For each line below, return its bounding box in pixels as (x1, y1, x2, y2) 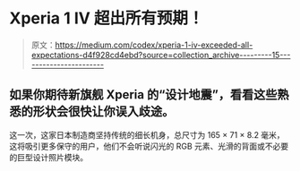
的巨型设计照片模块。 (9, 151, 88, 162)
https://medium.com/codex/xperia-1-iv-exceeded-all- (55, 39, 253, 50)
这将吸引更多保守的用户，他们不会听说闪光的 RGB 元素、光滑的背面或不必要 (9, 141, 289, 151)
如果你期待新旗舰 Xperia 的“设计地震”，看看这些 (9, 87, 278, 103)
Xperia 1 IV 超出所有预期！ (9, 8, 204, 29)
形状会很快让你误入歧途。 (32, 104, 175, 119)
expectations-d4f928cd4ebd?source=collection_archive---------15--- (30, 49, 291, 60)
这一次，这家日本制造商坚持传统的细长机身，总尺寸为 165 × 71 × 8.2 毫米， (9, 129, 285, 140)
